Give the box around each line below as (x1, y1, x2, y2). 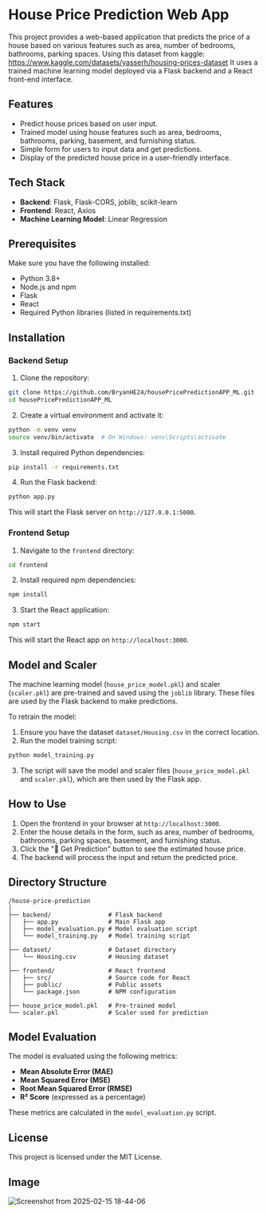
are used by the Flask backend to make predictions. (8, 696, 178, 706)
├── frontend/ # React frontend (8, 966, 166, 975)
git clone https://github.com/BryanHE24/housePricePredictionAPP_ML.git (8, 389, 255, 397)
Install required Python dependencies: (19, 447, 145, 457)
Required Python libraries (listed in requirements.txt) (19, 307, 192, 317)
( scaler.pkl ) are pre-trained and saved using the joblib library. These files (8, 688, 255, 698)
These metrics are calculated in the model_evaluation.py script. (8, 1108, 217, 1117)
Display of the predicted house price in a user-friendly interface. (19, 153, 231, 162)
